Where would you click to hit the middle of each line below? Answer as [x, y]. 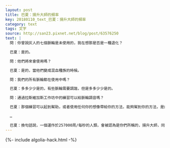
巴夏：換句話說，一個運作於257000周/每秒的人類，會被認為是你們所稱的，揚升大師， [86, 125]
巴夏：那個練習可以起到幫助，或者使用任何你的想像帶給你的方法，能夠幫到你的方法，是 [87, 107]
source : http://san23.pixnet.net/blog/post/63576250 [62, 33]
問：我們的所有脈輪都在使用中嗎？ [40, 80]
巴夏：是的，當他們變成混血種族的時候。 [46, 70]
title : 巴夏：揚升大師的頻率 [32, 15]
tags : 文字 [16, 29]
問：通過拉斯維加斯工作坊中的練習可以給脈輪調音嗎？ [57, 98]
